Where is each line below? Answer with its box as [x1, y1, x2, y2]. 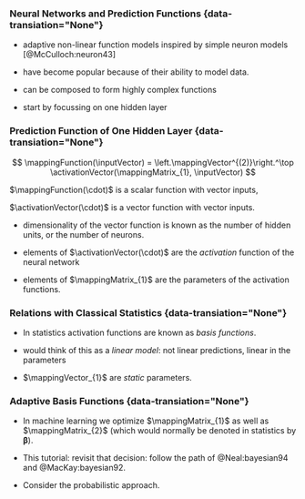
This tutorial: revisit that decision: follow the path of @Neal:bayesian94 [22, 453, 289, 463]
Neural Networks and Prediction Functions [9, 7, 202, 20]
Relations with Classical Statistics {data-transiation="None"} [9, 306, 288, 319]
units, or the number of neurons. [22, 229, 145, 239]
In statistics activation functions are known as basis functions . [22, 327, 257, 338]
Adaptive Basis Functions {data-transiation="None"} [9, 394, 249, 407]
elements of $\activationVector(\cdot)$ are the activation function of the [22, 247, 295, 258]
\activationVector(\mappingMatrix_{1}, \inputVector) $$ [49, 167, 257, 178]
